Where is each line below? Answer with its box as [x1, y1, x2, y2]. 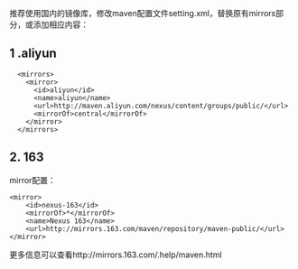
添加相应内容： [33, 19, 88, 30]
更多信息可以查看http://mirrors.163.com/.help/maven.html [9, 249, 223, 260]
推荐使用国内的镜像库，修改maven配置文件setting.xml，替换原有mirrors [9, 8, 276, 18]
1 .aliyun [9, 46, 57, 61]
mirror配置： [9, 174, 56, 185]
